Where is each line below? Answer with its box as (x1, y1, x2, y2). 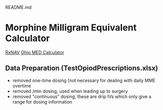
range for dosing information (12, 98, 72, 105)
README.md (5, 5, 32, 10)
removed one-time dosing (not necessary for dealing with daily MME (12, 77, 155, 83)
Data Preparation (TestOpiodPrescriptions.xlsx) (5, 64, 158, 73)
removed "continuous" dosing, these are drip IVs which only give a (12, 93, 151, 99)
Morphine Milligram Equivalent (5, 22, 137, 33)
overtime (12, 83, 31, 89)
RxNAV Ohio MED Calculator (5, 49, 65, 55)
